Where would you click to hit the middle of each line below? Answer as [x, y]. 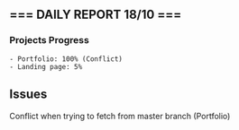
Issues [28, 95]
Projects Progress [50, 40]
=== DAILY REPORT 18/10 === [96, 15]
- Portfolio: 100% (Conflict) [66, 59]
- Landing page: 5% [46, 66]
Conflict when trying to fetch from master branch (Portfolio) [120, 116]
